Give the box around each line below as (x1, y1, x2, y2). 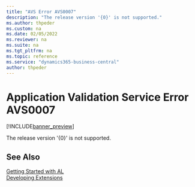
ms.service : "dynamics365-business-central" (6, 59, 119, 65)
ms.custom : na (6, 25, 42, 32)
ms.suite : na (6, 43, 39, 49)
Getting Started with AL (6, 168, 64, 175)
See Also (6, 152, 40, 162)
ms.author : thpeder (6, 20, 55, 26)
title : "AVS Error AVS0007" (6, 8, 77, 15)
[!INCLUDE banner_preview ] (6, 123, 75, 130)
